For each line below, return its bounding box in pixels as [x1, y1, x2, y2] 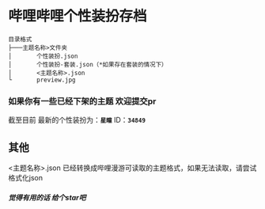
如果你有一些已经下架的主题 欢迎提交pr [8, 96, 157, 107]
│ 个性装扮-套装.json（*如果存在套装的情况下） [8, 60, 168, 68]
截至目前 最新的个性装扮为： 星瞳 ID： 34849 [8, 116, 146, 125]
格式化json [8, 173, 44, 183]
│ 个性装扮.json [8, 52, 78, 60]
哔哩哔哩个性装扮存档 [8, 7, 148, 25]
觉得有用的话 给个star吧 [8, 192, 86, 202]
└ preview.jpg [8, 76, 77, 84]
